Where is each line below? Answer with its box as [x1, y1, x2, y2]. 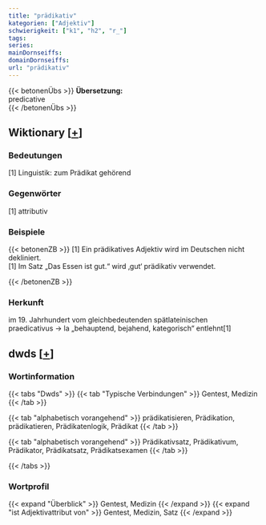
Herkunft [8, 297, 44, 308]
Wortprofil [8, 481, 50, 492]
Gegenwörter [8, 188, 62, 199]
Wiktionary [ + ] [8, 126, 83, 140]
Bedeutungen [8, 150, 62, 161]
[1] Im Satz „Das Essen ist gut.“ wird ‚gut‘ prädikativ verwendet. [8, 262, 216, 271]
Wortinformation [8, 371, 75, 382]
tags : [8, 34, 26, 42]
